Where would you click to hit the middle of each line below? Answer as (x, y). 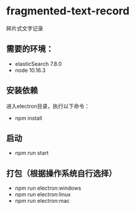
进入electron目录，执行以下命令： (48, 106)
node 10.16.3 (30, 70)
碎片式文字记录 (25, 28)
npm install (28, 118)
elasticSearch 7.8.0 (38, 63)
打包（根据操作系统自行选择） (61, 173)
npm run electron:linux (43, 194)
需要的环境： (30, 49)
